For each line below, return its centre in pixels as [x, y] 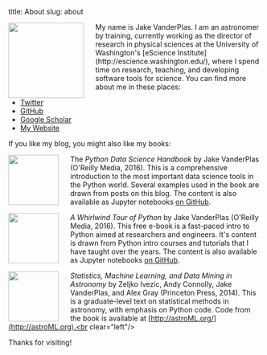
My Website [40, 128]
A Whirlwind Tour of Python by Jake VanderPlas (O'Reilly [164, 217]
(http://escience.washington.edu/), [153, 61]
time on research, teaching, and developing [167, 70]
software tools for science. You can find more [171, 78]
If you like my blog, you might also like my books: [90, 143]
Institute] [192, 53]
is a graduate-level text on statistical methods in [150, 301]
